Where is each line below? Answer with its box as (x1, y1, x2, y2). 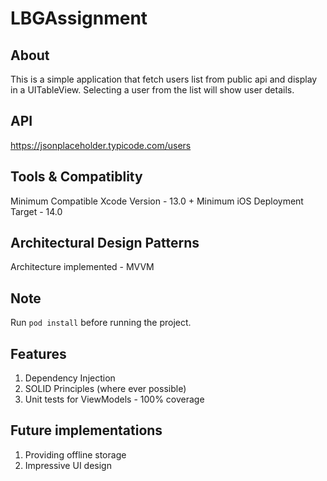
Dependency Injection (24, 372, 116, 384)
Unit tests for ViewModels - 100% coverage (24, 393, 205, 406)
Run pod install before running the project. (10, 317, 192, 329)
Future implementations (10, 422, 163, 439)
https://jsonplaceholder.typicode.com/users (10, 139, 192, 151)
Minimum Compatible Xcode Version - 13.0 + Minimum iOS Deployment (10, 195, 304, 207)
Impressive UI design (24, 459, 112, 471)
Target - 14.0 (10, 205, 63, 217)
